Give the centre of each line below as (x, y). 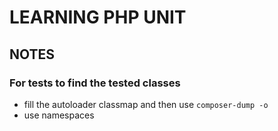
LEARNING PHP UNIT (98, 17)
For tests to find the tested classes (95, 83)
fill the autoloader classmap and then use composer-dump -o (146, 104)
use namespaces (59, 115)
